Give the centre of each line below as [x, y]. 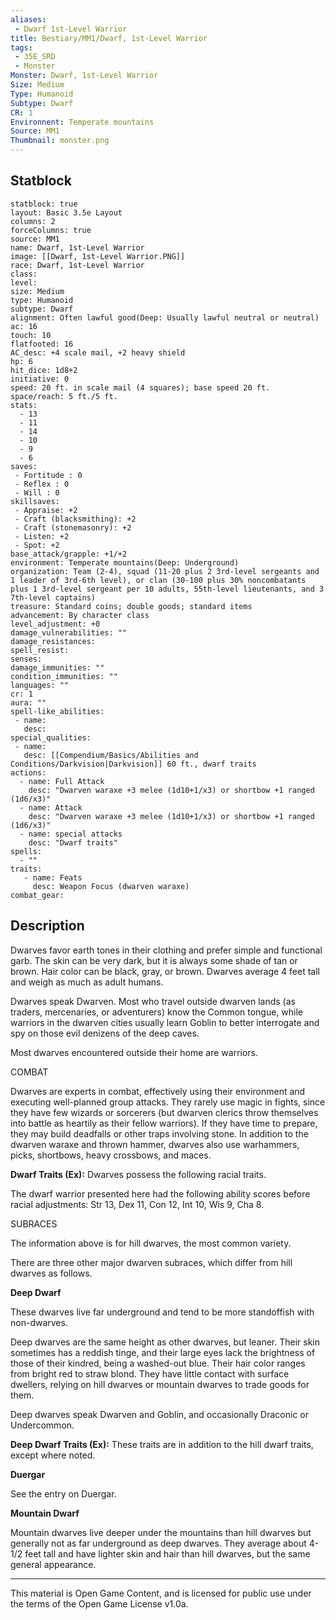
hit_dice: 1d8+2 [44, 370]
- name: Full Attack [62, 781]
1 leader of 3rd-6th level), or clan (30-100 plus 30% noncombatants [158, 580]
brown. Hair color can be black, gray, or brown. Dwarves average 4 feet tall [165, 971]
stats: [24, 405]
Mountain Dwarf [45, 1513]
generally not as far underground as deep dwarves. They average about [158, 1543]
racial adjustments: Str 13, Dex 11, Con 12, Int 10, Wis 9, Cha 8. [137, 1204]
